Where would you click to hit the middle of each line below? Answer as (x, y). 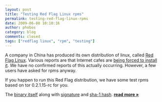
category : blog (20, 32)
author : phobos (20, 28)
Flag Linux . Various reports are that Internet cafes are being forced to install (81, 60)
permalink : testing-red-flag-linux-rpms (47, 18)
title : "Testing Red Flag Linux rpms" (44, 14)
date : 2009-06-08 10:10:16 (32, 23)
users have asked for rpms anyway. (41, 70)
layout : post (18, 9)
